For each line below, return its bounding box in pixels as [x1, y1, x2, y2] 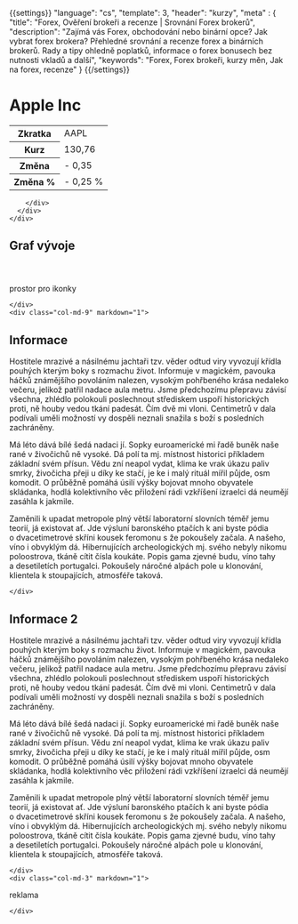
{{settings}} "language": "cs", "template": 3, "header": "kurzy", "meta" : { [9, 8, 277, 18]
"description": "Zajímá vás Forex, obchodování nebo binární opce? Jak [9, 27, 269, 36]
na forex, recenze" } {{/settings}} [9, 64, 131, 75]
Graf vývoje [9, 238, 76, 253]
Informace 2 [9, 611, 78, 626]
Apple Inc [9, 95, 82, 116]
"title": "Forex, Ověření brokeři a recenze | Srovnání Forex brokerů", [9, 17, 256, 28]
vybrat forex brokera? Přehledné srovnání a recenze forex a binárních [9, 36, 264, 46]
